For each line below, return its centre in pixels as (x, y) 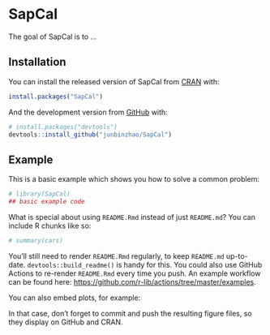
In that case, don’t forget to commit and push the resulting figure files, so (131, 313)
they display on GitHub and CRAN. (66, 322)
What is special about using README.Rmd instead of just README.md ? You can (132, 217)
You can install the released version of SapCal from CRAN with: (114, 81)
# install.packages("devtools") (63, 127)
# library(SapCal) (39, 194)
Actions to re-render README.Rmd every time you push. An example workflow (135, 273)
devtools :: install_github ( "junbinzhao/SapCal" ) (90, 135)
